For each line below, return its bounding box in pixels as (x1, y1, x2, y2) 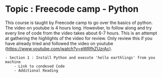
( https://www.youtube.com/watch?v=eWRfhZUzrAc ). (5, 46, 112, 52)
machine (5, 59, 21, 64)
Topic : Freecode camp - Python (5, 3, 139, 15)
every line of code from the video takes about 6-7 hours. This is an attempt (5, 30, 158, 36)
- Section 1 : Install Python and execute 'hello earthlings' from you (5, 55, 155, 60)
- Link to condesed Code (14, 64, 65, 69)
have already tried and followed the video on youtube (5, 40, 113, 46)
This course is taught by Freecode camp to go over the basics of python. (5, 20, 153, 26)
